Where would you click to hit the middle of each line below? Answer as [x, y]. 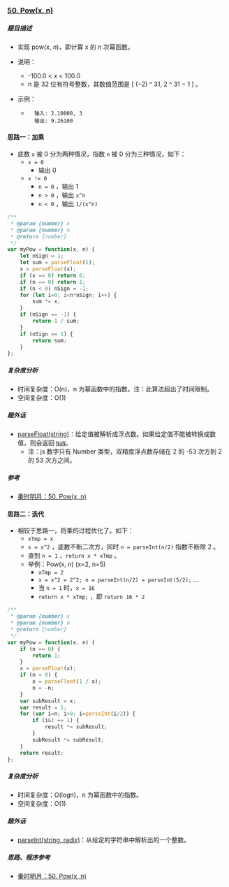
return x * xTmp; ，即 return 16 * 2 [91, 597]
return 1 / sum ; [56, 321]
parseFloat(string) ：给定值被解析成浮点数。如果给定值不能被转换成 [113, 434]
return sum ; [50, 340]
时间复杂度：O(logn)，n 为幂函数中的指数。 [80, 795]
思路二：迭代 [25, 514]
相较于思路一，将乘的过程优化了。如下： [75, 531]
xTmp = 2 [51, 573]
